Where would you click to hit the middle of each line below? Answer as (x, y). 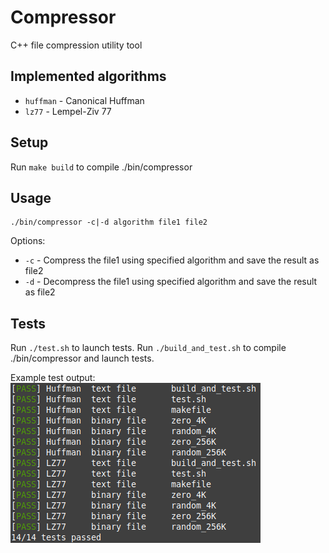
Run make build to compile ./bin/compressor (101, 167)
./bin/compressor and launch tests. (82, 358)
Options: (28, 241)
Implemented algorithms (88, 76)
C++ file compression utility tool (76, 45)
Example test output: (53, 378)
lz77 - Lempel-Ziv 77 (68, 111)
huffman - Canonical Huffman (84, 100)
